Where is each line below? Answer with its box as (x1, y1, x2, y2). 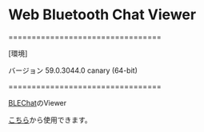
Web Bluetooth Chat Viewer (8, 6, 197, 24)
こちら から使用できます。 (8, 114, 92, 125)
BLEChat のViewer (8, 98, 67, 107)
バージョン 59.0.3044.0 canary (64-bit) (8, 66, 138, 75)
